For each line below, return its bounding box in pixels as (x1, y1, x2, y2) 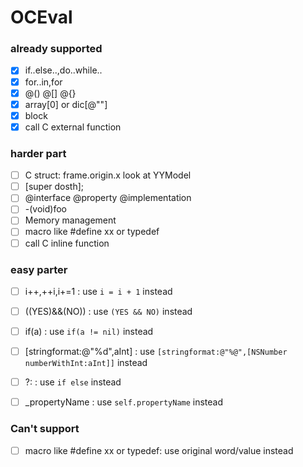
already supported (10, 42, 103, 56)
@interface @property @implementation (24, 192, 192, 204)
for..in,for (24, 76, 63, 88)
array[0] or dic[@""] (24, 98, 108, 110)
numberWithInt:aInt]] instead (24, 357, 148, 369)
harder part (10, 146, 67, 160)
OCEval (10, 6, 73, 29)
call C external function (24, 121, 122, 133)
